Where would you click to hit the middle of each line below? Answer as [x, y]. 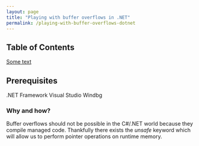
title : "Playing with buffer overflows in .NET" [68, 17]
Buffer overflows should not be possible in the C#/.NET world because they [100, 124]
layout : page [23, 12]
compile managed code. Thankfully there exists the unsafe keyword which [99, 130]
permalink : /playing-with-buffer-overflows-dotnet [71, 23]
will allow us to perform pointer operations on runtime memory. [84, 136]
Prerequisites [32, 81]
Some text [19, 62]
